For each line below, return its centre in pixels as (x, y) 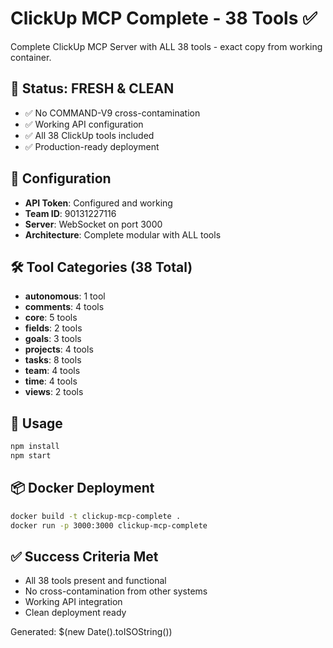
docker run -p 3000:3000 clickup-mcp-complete (109, 525)
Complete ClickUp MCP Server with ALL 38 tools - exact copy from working (166, 46)
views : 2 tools (54, 392)
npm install (35, 447)
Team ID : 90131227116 (70, 213)
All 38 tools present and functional (95, 581)
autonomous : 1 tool (65, 296)
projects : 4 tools (59, 349)
